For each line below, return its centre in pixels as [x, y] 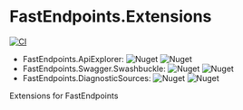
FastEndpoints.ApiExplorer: [73, 59]
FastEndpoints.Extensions [111, 17]
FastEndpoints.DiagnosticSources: [87, 78]
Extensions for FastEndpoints [64, 96]
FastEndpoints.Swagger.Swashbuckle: [94, 69]
